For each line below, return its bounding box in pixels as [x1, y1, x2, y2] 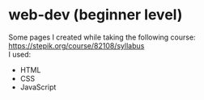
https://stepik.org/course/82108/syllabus [8, 40, 145, 50]
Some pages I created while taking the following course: [8, 32, 196, 42]
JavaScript [19, 82, 57, 92]
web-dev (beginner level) [8, 6, 183, 24]
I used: [8, 49, 32, 59]
